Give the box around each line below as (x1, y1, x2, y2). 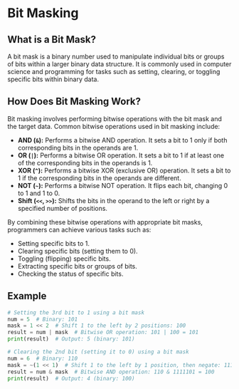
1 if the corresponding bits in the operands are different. (17, 173, 181, 182)
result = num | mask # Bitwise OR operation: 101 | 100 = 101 (7, 329, 199, 336)
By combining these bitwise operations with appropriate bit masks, (7, 217, 203, 226)
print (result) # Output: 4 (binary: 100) (7, 375, 135, 382)
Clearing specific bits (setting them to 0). (17, 247, 138, 255)
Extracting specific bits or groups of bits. (17, 261, 137, 270)
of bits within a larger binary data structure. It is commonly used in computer (7, 60, 232, 68)
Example (7, 290, 47, 302)
